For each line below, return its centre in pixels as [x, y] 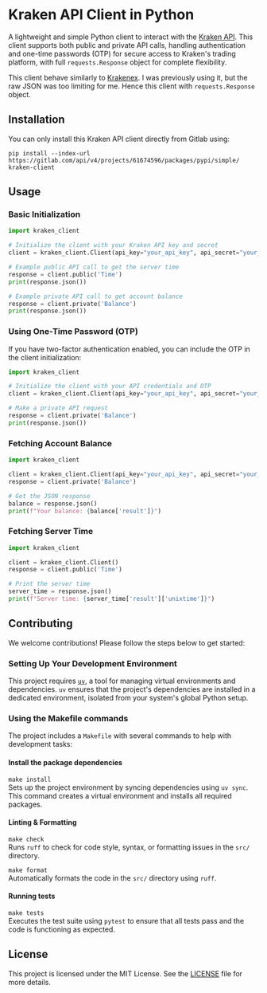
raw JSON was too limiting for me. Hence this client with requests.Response [132, 86]
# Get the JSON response [49, 496]
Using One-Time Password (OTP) [74, 332]
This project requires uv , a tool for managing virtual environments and [122, 681]
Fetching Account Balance [60, 443]
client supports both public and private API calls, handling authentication [127, 45]
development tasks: [41, 744]
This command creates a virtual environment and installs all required [120, 795]
